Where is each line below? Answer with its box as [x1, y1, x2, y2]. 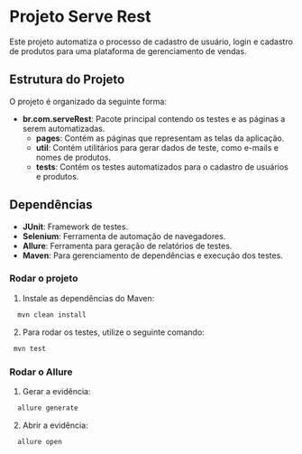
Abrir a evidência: [22, 420, 88, 431]
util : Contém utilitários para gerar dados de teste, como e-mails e [35, 142, 279, 153]
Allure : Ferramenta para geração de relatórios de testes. [22, 240, 233, 251]
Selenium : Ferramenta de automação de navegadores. [22, 230, 226, 241]
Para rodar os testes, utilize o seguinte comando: [22, 327, 205, 338]
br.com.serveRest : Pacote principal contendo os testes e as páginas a [22, 113, 286, 124]
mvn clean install [17, 310, 87, 320]
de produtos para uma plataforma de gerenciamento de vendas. [9, 45, 247, 56]
